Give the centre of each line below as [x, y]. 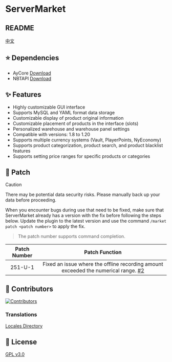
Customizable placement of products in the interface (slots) [76, 123]
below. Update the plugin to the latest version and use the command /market [86, 221]
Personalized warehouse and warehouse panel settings [71, 129]
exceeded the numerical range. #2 [103, 270]
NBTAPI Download [32, 78]
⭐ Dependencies [32, 58]
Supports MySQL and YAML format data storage [64, 112]
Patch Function [103, 252]
